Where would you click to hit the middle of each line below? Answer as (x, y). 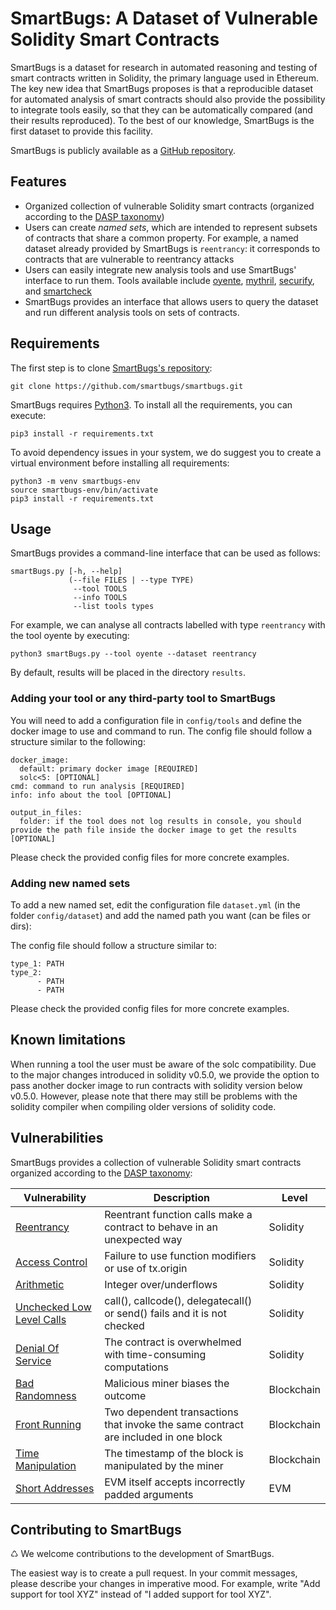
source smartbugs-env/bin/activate (84, 490)
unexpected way (143, 1239)
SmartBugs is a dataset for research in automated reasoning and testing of (164, 67)
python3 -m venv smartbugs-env (75, 481)
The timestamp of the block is (174, 1453)
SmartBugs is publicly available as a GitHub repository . (123, 150)
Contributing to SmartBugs (96, 1529)
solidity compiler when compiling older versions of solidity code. (143, 1106)
